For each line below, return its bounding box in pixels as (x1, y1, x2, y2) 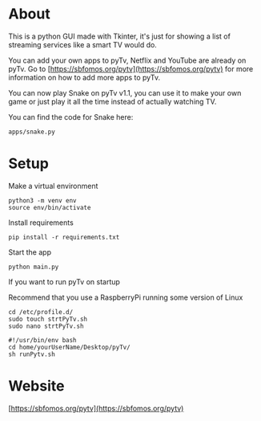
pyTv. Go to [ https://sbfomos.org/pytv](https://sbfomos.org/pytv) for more (8, 63, 254, 73)
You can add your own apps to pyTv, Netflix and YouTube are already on (8, 55, 247, 65)
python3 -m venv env (8, 196, 78, 205)
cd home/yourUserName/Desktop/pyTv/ (8, 343, 130, 351)
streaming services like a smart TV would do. (8, 39, 158, 49)
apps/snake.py (8, 128, 56, 136)
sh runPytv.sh (8, 350, 56, 358)
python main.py (8, 263, 59, 271)
